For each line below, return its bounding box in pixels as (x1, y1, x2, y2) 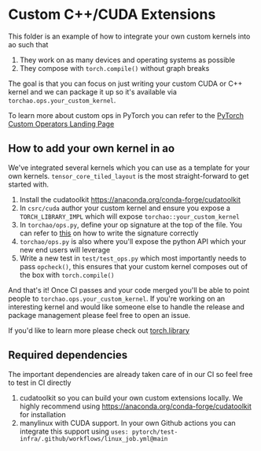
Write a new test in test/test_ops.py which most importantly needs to (19, 253, 247, 263)
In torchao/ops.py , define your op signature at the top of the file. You (19, 220, 242, 229)
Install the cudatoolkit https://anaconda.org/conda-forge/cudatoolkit (19, 194, 241, 204)
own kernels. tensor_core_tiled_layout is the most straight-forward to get (8, 171, 249, 180)
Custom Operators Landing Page (8, 119, 115, 128)
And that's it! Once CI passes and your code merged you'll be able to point (8, 285, 250, 294)
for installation (19, 409, 67, 419)
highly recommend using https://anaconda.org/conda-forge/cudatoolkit (19, 401, 252, 411)
